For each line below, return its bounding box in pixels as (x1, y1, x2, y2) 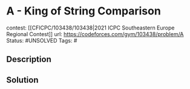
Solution (6, 75, 39, 85)
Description (6, 54, 51, 64)
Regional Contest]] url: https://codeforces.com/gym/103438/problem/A (6, 30, 184, 37)
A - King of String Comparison (6, 4, 162, 18)
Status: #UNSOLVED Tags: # (6, 37, 77, 44)
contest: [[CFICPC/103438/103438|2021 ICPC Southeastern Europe (6, 24, 175, 31)
